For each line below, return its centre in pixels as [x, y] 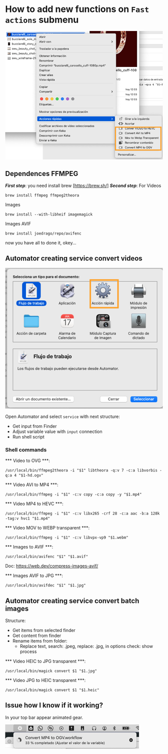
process [28, 651]
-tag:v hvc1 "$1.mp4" [28, 518]
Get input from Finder [34, 426]
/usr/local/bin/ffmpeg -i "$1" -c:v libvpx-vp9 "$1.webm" [67, 538]
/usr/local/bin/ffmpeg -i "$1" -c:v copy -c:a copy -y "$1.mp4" [73, 494]
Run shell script [28, 436]
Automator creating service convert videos [74, 258]
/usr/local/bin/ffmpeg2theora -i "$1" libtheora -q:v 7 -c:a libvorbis [81, 470]
